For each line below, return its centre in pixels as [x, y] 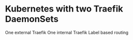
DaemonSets [32, 19]
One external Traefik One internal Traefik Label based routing [67, 32]
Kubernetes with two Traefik [64, 9]
